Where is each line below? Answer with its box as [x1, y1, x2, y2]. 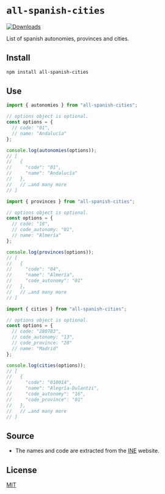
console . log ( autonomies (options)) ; [6, 147, 97, 154]
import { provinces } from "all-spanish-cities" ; [6, 198, 136, 205]
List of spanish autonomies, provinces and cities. [6, 34, 130, 42]
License [6, 465, 37, 475]
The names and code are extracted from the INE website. [15, 447, 160, 455]
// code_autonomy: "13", [12, 334, 75, 340]
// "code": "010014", [6, 380, 72, 386]
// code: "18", [12, 221, 51, 227]
